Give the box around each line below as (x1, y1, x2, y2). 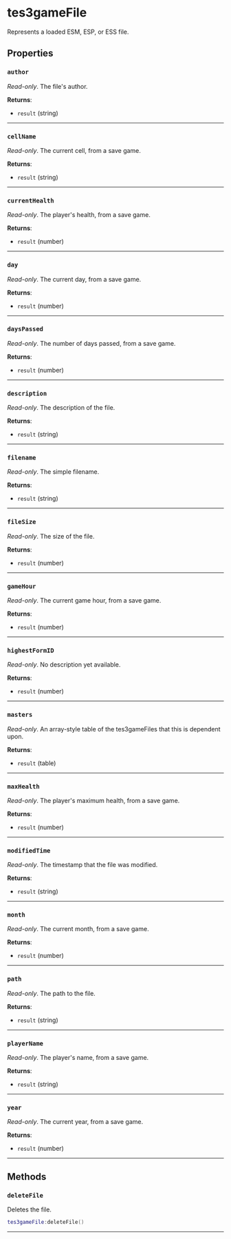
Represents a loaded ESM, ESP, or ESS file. (7, 28, 129, 36)
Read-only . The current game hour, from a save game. (7, 596, 162, 604)
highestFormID (7, 646, 54, 654)
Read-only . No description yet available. (7, 660, 121, 669)
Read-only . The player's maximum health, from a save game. (7, 796, 180, 804)
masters (7, 711, 33, 719)
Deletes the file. (7, 1205, 52, 1214)
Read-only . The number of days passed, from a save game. (7, 339, 176, 347)
